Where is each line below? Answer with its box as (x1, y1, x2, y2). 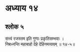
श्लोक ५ (5, 22, 24, 31)
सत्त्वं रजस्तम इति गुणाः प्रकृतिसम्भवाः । (5, 36, 64, 42)
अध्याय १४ (5, 2, 39, 14)
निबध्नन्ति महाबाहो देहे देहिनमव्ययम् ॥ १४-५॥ (5, 41, 75, 47)
